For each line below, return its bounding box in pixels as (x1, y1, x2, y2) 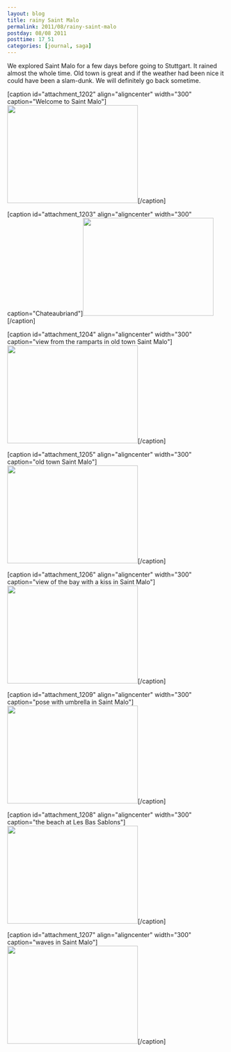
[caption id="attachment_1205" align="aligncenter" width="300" (7, 450, 192, 458)
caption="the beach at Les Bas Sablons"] (7, 818, 126, 826)
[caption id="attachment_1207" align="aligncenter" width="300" (7, 931, 192, 939)
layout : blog (7, 10, 45, 17)
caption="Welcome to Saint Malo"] (7, 97, 106, 105)
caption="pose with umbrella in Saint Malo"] (7, 698, 134, 706)
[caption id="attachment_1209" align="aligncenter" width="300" (7, 691, 193, 698)
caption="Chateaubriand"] (7, 309, 83, 317)
